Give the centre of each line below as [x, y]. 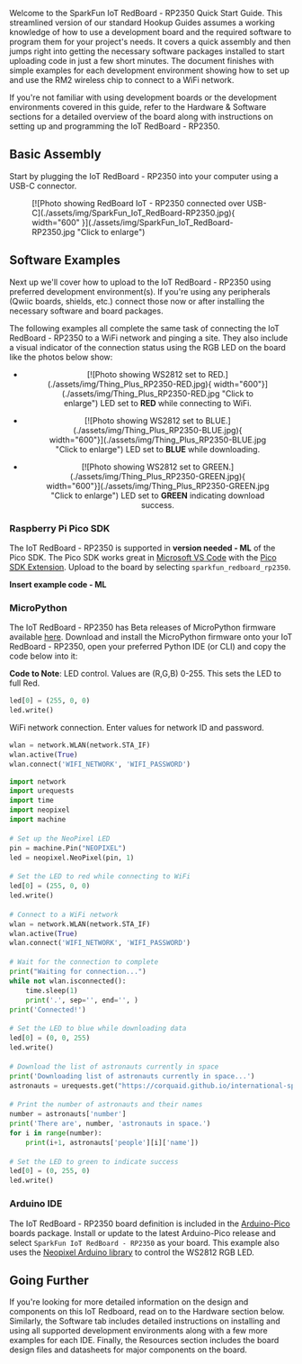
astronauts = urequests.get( [64, 1086]
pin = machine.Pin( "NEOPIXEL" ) [68, 848]
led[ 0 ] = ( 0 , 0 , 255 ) [50, 1038]
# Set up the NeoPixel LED [60, 838]
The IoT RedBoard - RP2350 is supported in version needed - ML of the [142, 548]
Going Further [49, 1280]
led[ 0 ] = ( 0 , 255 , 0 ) [50, 1171]
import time [31, 801]
